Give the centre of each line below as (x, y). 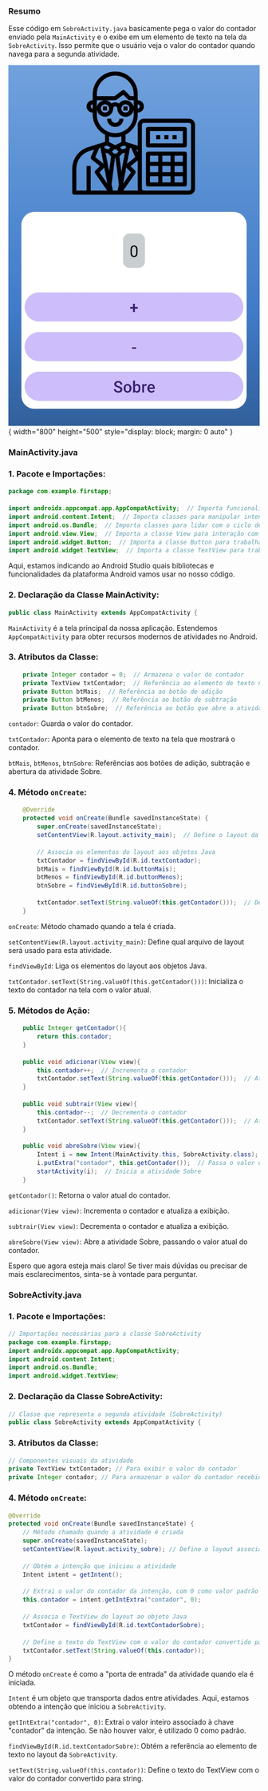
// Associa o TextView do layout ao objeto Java (105, 1617)
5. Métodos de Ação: (49, 1011)
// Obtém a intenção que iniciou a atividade (100, 1566)
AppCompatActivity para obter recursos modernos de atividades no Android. (133, 636)
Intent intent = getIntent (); (73, 1574)
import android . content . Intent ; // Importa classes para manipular (124, 517)
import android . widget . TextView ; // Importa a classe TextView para (126, 550)
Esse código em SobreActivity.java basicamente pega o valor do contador (132, 29)
